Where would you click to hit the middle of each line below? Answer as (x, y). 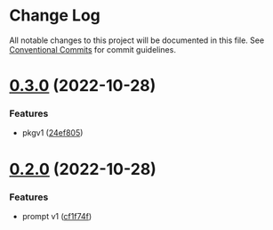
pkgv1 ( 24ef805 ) (52, 133)
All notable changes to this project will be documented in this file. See (137, 40)
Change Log (55, 16)
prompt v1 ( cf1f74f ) (57, 216)
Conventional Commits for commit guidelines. (92, 49)
